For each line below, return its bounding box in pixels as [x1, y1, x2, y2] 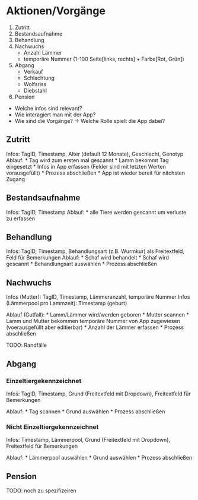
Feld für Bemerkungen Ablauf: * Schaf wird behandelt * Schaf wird [6, 254, 170, 261]
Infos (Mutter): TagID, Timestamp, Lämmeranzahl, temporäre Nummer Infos [6, 293, 190, 300]
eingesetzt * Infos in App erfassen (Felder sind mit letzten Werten [6, 163, 166, 170]
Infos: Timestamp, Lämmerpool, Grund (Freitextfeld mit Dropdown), [6, 436, 171, 444]
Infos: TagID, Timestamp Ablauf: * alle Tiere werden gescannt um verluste [6, 208, 187, 216]
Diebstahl [23, 87, 47, 94]
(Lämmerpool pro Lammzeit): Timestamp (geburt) [6, 300, 127, 307]
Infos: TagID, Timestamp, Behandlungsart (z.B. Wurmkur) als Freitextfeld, [6, 248, 185, 255]
